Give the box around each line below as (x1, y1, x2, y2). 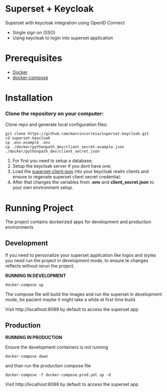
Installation (5, 92, 53, 104)
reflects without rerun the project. (5, 263, 75, 269)
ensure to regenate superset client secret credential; (12, 174, 121, 180)
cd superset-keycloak (5, 136, 51, 141)
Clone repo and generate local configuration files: (5, 121, 108, 127)
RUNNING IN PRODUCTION (5, 334, 63, 340)
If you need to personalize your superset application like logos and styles (5, 252, 156, 258)
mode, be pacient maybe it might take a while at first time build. (5, 297, 136, 303)
